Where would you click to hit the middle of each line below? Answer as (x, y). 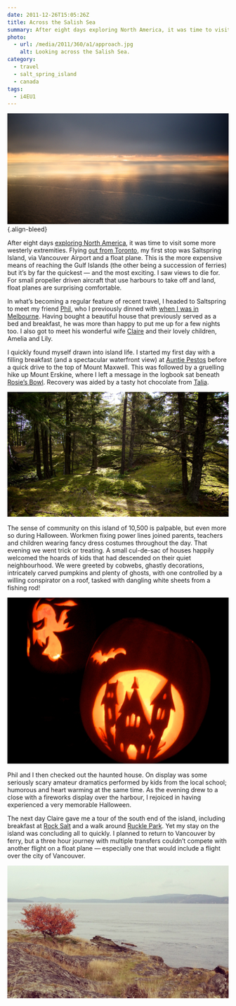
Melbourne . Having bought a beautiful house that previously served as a (112, 316)
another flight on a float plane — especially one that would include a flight (114, 848)
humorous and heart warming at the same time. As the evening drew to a (113, 789)
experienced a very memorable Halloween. (70, 804)
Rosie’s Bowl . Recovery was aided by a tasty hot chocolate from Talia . (108, 382)
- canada (26, 82)
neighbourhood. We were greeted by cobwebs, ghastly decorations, (106, 565)
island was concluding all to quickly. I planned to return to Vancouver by (111, 833)
